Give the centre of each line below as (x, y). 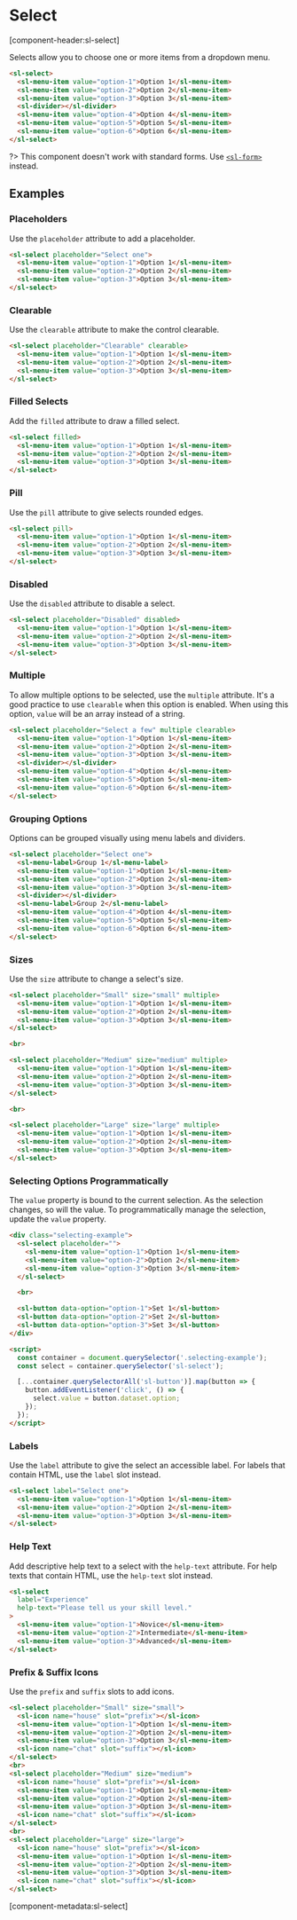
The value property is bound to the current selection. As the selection (136, 1200)
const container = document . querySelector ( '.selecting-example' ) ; (142, 1357)
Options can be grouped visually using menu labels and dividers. (127, 838)
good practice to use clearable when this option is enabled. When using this (149, 704)
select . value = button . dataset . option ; (106, 1398)
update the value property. (58, 1219)
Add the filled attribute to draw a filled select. (94, 421)
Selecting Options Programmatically (89, 1181)
